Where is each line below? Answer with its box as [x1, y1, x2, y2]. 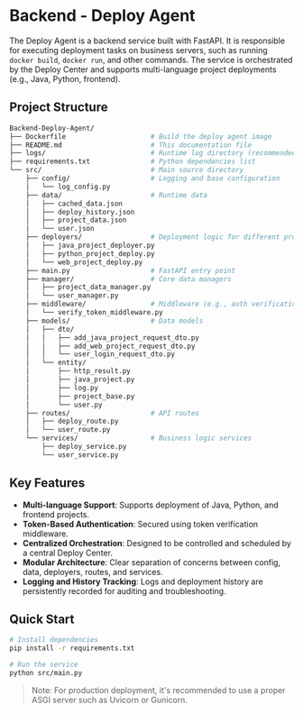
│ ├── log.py [25, 383, 99, 392]
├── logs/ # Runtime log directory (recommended [9, 149, 297, 158]
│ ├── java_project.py [25, 375, 135, 384]
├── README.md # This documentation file [9, 141, 252, 150]
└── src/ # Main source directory [9, 166, 244, 175]
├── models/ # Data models [25, 316, 204, 325]
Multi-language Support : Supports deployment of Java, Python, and [22, 499, 280, 510]
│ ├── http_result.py [25, 367, 131, 376]
